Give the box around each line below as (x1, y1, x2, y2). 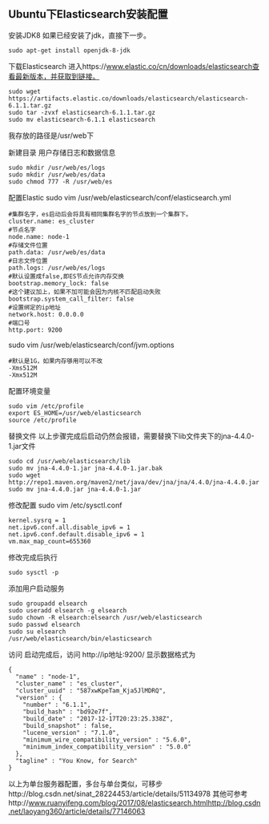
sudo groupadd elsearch (8, 600, 88, 608)
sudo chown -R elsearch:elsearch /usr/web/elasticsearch (8, 613, 203, 621)
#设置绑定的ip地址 (8, 303, 62, 311)
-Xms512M (8, 364, 38, 372)
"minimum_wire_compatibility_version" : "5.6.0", (22, 736, 192, 744)
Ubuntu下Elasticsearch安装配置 (8, 7, 168, 22)
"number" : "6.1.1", (22, 701, 91, 709)
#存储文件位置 (8, 241, 48, 249)
